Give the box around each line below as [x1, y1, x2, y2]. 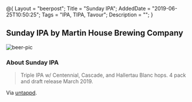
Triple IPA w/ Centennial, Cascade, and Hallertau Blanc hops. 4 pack [20, 72, 186, 79]
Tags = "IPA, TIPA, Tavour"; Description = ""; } [42, 11, 154, 18]
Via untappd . [6, 89, 37, 96]
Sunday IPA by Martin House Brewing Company [6, 28, 184, 38]
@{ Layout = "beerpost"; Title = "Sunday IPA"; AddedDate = [6, 5, 151, 12]
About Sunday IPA [6, 58, 59, 66]
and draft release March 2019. [20, 78, 93, 85]
